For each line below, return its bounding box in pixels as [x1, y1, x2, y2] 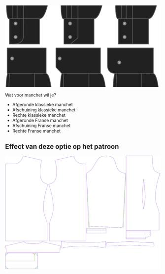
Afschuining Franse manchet [12, 123, 71, 129]
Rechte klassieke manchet [12, 112, 66, 118]
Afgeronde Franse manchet [12, 117, 68, 124]
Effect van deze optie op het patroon [5, 142, 119, 151]
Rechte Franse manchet [12, 128, 61, 134]
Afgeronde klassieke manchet [12, 102, 73, 108]
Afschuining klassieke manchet [12, 107, 76, 113]
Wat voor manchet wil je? [5, 92, 57, 98]
